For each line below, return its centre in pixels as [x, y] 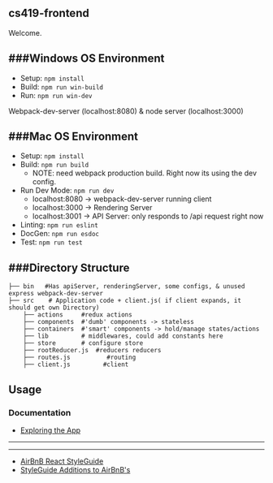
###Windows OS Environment [87, 59]
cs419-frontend [49, 13]
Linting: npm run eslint [59, 225]
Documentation [40, 412]
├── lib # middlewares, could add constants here [123, 336]
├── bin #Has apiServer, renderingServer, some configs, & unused [127, 287]
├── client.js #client [76, 364]
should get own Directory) [54, 308]
